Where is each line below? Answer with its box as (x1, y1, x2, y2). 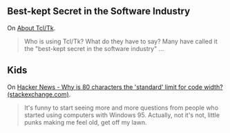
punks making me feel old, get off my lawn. (23, 118, 147, 126)
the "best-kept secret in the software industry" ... (23, 44, 164, 52)
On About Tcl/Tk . (7, 23, 56, 32)
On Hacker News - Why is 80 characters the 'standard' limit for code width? (7, 83, 223, 91)
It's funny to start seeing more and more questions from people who (23, 103, 219, 112)
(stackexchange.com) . (7, 90, 71, 99)
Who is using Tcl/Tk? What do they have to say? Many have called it (23, 37, 218, 45)
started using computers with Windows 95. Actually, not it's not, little (23, 110, 220, 119)
